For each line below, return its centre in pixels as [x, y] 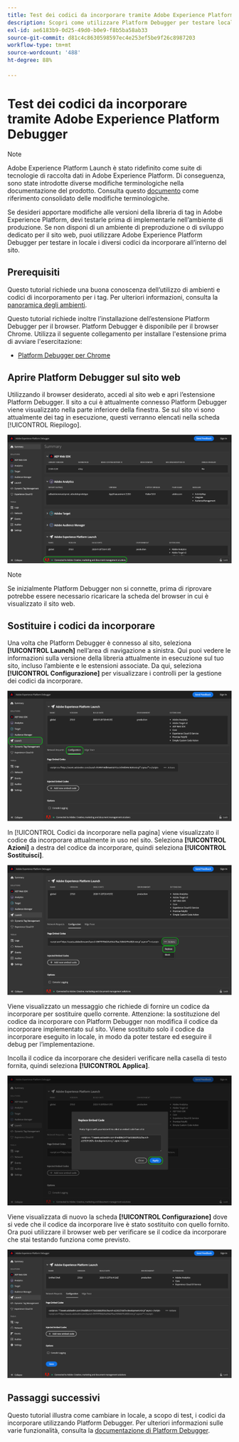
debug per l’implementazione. [51, 1044]
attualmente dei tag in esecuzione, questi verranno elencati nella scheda [114, 417]
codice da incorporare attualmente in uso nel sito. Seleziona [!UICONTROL [117, 840]
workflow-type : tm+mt [39, 45]
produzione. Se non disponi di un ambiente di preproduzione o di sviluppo [116, 227]
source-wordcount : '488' [44, 53]
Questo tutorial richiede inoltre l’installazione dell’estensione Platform [108, 318]
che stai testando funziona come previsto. [69, 1239]
